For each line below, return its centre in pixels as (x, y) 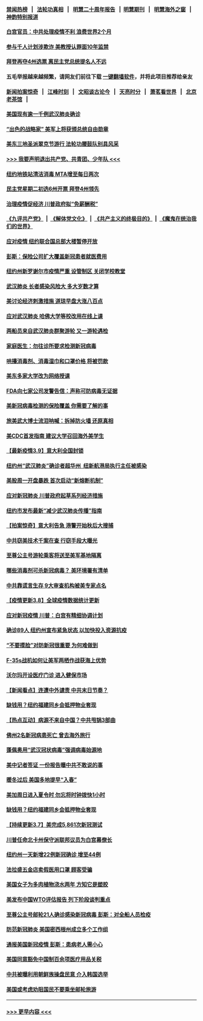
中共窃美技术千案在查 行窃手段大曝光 (52, 540)
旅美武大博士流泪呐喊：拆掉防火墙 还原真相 (60, 421)
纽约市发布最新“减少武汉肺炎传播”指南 (54, 510)
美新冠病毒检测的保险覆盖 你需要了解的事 (57, 406)
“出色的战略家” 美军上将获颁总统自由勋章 (57, 129)
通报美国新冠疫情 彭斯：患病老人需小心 (55, 944)
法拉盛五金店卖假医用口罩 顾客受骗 (49, 869)
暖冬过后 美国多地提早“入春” (42, 780)
